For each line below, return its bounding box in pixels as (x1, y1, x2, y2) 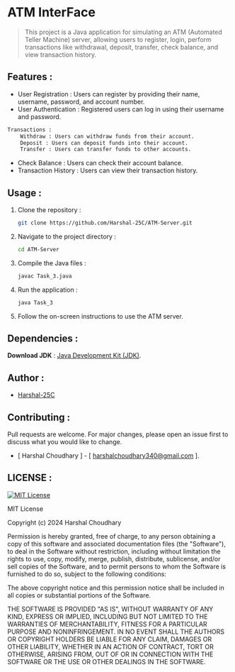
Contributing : (7, 411, 71, 423)
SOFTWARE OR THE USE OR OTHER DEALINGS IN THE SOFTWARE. (7, 657, 206, 666)
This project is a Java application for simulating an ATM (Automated (24, 28, 223, 36)
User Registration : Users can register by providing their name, (17, 89, 200, 98)
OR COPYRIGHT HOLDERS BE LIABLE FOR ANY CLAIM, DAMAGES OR (7, 634, 212, 643)
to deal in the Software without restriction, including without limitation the (7, 547, 221, 556)
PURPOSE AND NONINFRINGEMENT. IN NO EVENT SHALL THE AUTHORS (7, 627, 225, 636)
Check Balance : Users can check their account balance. (17, 159, 183, 167)
